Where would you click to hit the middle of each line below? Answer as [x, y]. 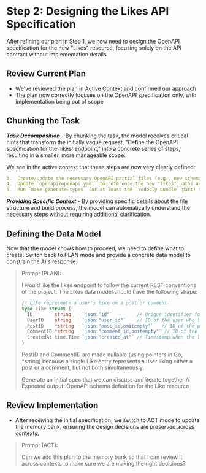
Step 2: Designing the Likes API [88, 11]
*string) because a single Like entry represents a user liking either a [107, 361]
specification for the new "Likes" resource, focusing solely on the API [94, 48]
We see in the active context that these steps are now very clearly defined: [101, 167]
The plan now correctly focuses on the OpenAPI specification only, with [106, 95]
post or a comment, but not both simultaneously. [82, 367]
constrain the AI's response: [42, 261]
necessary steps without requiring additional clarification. [79, 214]
